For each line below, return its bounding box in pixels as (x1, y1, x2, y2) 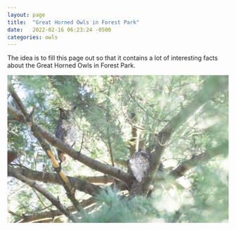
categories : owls (7, 34, 58, 41)
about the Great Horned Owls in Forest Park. (7, 61, 136, 70)
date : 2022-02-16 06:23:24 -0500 (7, 26, 112, 33)
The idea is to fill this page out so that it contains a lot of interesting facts (7, 53, 218, 63)
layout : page (7, 11, 46, 18)
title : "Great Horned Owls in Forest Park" (7, 18, 140, 26)
